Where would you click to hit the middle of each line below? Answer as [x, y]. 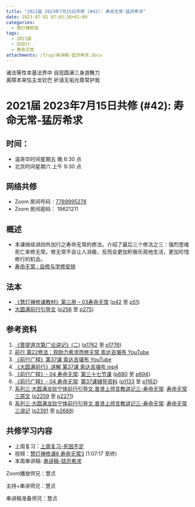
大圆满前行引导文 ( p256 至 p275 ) [54, 309]
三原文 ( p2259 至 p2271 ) [44, 396]
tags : [13, 33]
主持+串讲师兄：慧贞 [31, 486]
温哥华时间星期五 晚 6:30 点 [48, 159]
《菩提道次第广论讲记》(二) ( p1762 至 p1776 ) [68, 345]
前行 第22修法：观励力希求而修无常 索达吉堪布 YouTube [82, 352]
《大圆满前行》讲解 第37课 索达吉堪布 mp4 [66, 366]
